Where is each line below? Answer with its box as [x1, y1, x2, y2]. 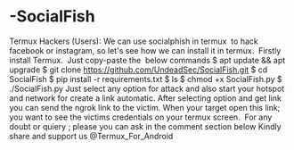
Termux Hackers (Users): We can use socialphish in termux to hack [9, 36, 258, 46]
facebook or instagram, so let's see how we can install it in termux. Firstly [9, 45, 282, 55]
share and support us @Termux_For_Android [9, 130, 174, 141]
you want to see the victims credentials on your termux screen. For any [9, 112, 273, 122]
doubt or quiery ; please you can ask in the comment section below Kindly [9, 121, 282, 131]
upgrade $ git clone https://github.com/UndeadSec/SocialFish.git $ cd [9, 64, 268, 75]
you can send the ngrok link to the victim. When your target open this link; [9, 102, 281, 112]
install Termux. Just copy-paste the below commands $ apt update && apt [9, 54, 286, 65]
